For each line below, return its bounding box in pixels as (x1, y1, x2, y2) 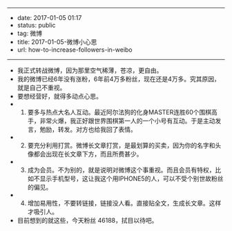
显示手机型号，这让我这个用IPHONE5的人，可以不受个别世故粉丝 (39, 174, 224, 183)
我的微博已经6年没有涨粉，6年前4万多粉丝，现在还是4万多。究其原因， (17, 75, 221, 83)
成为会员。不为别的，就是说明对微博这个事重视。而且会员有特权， (27, 166, 215, 174)
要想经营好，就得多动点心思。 (17, 92, 102, 100)
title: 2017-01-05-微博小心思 (17, 38, 97, 46)
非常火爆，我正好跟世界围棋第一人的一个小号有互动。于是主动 (39, 117, 215, 125)
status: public (17, 21, 57, 29)
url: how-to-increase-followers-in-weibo (17, 46, 133, 54)
